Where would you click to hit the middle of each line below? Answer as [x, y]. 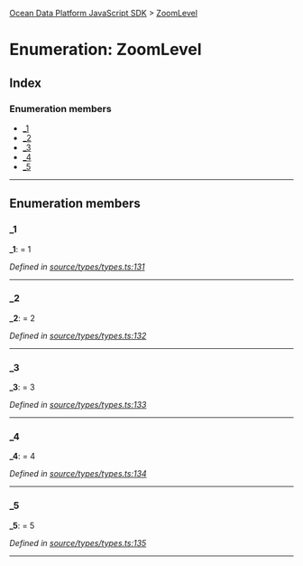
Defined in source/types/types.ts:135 [78, 542]
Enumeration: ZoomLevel [106, 50]
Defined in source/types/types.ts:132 [78, 335]
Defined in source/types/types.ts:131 [77, 267]
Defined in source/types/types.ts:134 [78, 474]
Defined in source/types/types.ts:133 [78, 405]
